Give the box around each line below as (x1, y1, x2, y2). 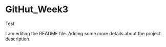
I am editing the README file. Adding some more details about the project (5, 30, 161, 36)
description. (5, 36, 31, 42)
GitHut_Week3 (5, 4, 69, 15)
